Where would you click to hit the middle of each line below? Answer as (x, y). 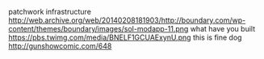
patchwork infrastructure (50, 12)
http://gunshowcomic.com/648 (60, 46)
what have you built (223, 29)
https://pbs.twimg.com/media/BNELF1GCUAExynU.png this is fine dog (125, 37)
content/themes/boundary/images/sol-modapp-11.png (98, 29)
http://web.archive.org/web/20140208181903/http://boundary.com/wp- (127, 20)
